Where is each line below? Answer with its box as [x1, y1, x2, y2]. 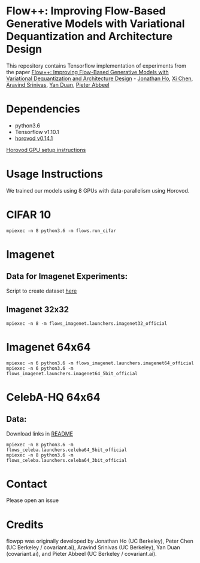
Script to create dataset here [6, 287, 77, 294]
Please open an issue [6, 497, 59, 504]
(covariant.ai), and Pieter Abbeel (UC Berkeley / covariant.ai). [6, 550, 157, 558]
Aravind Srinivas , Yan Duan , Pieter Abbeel [6, 81, 110, 88]
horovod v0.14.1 [14, 135, 53, 142]
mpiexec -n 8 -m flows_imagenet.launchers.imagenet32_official [6, 320, 168, 327]
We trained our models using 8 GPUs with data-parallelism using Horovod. [6, 187, 190, 194]
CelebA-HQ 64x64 [6, 390, 101, 404]
